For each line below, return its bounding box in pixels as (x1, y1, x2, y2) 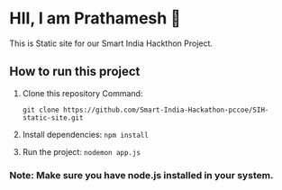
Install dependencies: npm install (22, 129, 149, 140)
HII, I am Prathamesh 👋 (9, 8, 182, 29)
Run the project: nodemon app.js (22, 146, 141, 157)
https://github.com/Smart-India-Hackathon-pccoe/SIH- (62, 105, 269, 114)
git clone (22, 105, 60, 114)
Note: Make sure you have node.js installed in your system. (9, 168, 274, 181)
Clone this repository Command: (22, 87, 143, 98)
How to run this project (9, 64, 141, 79)
